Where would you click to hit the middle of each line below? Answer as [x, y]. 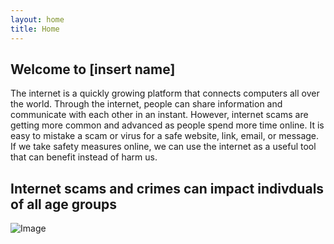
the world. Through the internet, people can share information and [146, 104]
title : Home [35, 29]
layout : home [37, 19]
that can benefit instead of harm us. [84, 157]
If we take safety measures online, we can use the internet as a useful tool [163, 147]
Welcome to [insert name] [93, 69]
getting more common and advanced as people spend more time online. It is [167, 125]
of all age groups [63, 204]
